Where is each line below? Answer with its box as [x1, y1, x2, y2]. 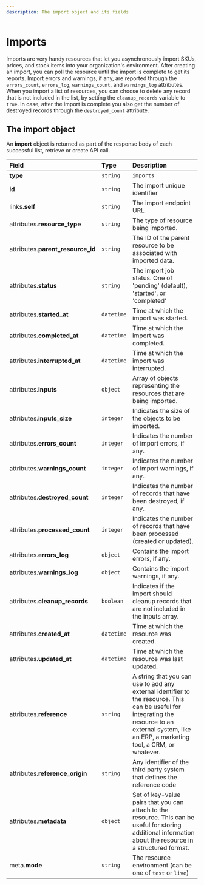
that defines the [132, 773, 178, 782]
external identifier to [132, 687, 190, 696]
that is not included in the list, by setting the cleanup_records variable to [6, 93, 186, 101]
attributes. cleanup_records [9, 597, 88, 606]
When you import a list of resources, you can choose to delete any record [6, 87, 191, 95]
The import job [132, 266, 175, 275]
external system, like [132, 725, 191, 734]
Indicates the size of [132, 407, 190, 415]
